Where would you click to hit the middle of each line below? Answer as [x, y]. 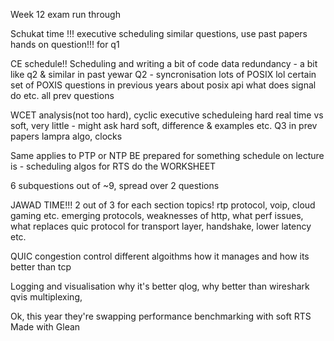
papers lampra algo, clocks [66, 136]
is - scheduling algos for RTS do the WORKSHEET [113, 166]
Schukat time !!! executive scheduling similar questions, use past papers [159, 33]
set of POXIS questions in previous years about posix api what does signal [163, 85]
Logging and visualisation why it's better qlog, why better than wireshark [160, 286]
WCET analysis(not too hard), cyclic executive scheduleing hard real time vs [167, 115]
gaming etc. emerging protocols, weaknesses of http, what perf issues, [157, 215]
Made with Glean [45, 327]
